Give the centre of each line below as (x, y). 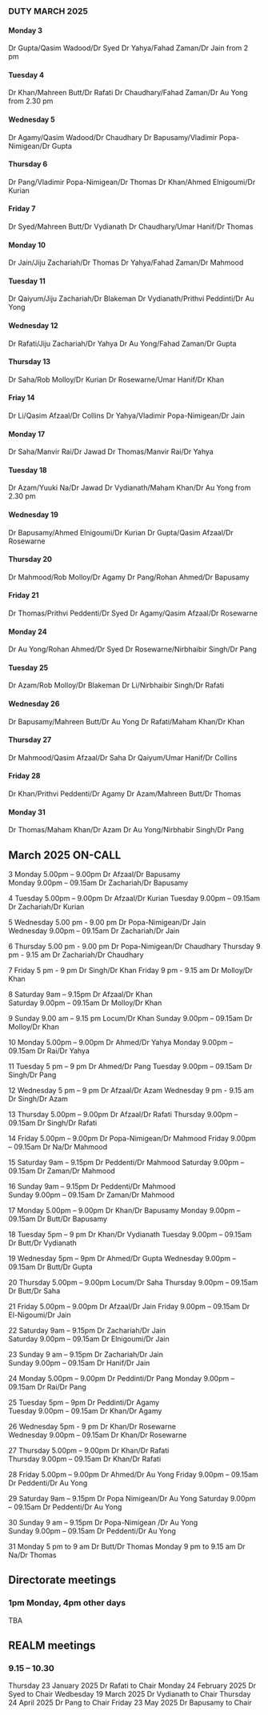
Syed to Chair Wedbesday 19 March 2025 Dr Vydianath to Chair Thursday (130, 1694)
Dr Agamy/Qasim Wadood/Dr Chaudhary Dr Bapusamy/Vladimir (113, 137)
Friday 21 (24, 595)
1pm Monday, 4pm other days (67, 1603)
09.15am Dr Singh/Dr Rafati (53, 1123)
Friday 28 (24, 776)
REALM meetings (52, 1646)
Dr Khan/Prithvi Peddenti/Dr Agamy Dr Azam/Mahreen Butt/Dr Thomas (125, 793)
